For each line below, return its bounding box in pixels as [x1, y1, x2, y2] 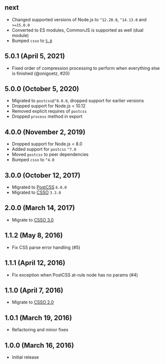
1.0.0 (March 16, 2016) [4, 341, 75, 350]
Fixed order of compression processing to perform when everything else [11, 65, 160, 71]
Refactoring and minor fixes [11, 327, 69, 333]
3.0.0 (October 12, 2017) [4, 171, 81, 180]
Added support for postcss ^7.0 [11, 146, 77, 152]
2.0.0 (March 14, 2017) [4, 204, 75, 212]
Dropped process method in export [11, 113, 82, 120]
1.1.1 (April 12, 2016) [4, 259, 65, 267]
